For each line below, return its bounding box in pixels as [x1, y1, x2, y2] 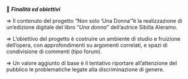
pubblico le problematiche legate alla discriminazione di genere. [6, 66, 165, 73]
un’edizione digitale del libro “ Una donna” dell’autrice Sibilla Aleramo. [6, 24, 178, 31]
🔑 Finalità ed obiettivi [6, 6, 61, 13]
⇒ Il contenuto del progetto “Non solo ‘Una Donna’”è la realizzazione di [6, 17, 183, 24]
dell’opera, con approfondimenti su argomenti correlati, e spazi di [6, 42, 168, 48]
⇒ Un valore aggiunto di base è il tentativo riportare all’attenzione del [6, 60, 177, 66]
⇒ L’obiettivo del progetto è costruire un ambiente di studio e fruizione [6, 35, 181, 42]
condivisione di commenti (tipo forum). [6, 48, 102, 55]
